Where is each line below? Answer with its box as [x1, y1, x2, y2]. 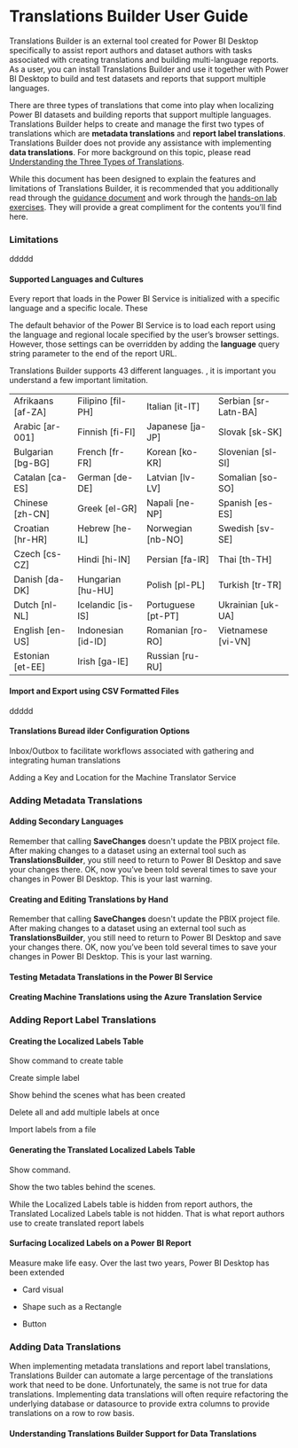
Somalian [217, 472, 257, 484]
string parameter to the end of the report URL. [9, 348, 177, 359]
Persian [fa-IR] [145, 553, 210, 566]
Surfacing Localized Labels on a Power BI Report [9, 1238, 192, 1248]
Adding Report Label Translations [9, 1014, 157, 1026]
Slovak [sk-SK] [217, 426, 283, 438]
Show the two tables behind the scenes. [9, 1181, 156, 1192]
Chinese [13, 497, 49, 509]
